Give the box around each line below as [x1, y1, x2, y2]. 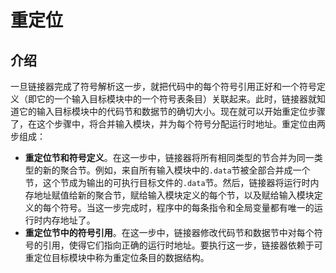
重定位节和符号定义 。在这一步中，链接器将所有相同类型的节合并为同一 [24, 152, 315, 163]
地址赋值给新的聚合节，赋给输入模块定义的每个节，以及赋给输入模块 [33, 189, 315, 201]
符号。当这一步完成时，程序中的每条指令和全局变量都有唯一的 [59, 202, 315, 213]
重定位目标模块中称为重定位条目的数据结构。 [24, 252, 210, 263]
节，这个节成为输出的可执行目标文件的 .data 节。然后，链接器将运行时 [24, 177, 311, 188]
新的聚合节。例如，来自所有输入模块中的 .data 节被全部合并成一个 [42, 164, 311, 176]
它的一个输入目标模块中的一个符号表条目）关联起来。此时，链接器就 [36, 93, 317, 105]
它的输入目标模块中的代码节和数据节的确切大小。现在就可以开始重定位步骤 [18, 106, 326, 117]
